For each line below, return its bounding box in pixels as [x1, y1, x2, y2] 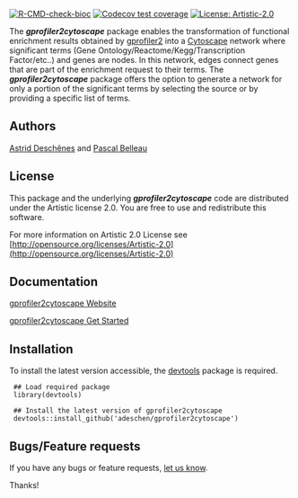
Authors [9, 119, 57, 134]
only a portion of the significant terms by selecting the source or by [9, 84, 259, 93]
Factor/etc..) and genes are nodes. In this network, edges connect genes [9, 55, 279, 65]
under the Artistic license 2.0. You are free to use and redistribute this [9, 202, 267, 213]
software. [9, 211, 45, 222]
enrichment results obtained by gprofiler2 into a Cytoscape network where [9, 36, 285, 46]
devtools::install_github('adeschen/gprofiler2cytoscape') [13, 414, 240, 423]
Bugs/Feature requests [9, 439, 141, 454]
